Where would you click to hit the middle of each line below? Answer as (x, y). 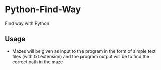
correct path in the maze (37, 62)
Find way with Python (27, 23)
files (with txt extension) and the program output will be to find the (80, 56)
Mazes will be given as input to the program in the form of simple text (84, 51)
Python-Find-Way (43, 9)
